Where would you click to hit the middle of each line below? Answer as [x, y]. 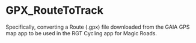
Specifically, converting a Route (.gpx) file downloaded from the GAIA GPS [98, 27]
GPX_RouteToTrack [54, 10]
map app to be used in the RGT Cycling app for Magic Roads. [81, 33]
